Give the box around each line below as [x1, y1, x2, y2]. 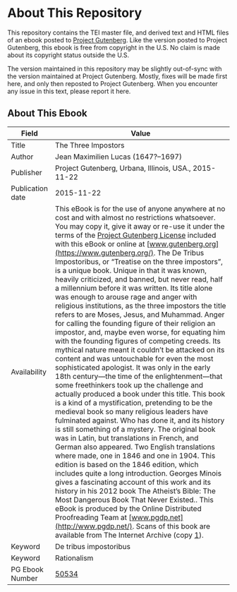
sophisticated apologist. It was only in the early [55, 362, 211, 372]
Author [11, 152, 34, 162]
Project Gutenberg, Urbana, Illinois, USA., [55, 163, 192, 173]
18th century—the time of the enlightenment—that [55, 371, 223, 381]
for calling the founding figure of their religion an [55, 318, 216, 328]
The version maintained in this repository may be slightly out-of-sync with [7, 64, 222, 73]
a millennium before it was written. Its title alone [55, 283, 213, 293]
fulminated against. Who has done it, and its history [55, 415, 225, 425]
